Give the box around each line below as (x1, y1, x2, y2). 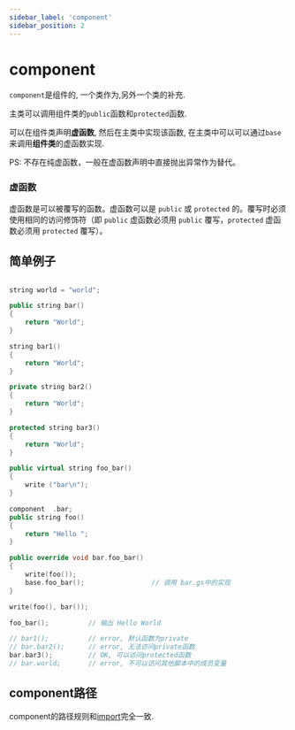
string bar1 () (9, 342, 62, 350)
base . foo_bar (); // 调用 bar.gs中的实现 (25, 578, 231, 587)
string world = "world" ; (9, 285, 101, 295)
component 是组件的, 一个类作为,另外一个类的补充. (9, 89, 185, 100)
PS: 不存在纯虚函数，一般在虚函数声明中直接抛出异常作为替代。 (9, 157, 240, 168)
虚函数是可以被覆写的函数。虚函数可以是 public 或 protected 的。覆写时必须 (9, 203, 287, 213)
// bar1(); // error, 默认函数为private (9, 634, 189, 643)
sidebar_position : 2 (9, 21, 86, 30)
